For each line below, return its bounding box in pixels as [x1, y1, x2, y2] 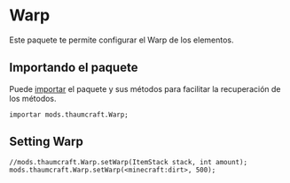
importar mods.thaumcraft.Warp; [9, 110, 129, 119]
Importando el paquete [9, 60, 138, 75]
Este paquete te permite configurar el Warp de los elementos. [9, 34, 234, 45]
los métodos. [9, 93, 57, 103]
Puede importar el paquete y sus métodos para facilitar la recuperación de [9, 83, 281, 94]
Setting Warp [9, 134, 84, 149]
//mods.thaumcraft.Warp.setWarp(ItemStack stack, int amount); [9, 157, 248, 166]
